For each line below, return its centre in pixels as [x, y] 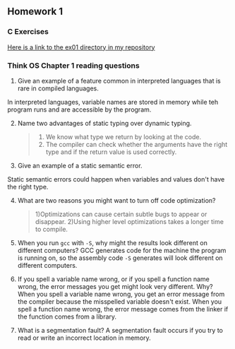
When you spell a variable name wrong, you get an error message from [121, 294]
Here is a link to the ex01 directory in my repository [81, 47]
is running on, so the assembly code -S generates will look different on [120, 258]
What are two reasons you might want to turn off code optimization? [117, 200]
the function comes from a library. [67, 317]
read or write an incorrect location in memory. [84, 338]
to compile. [52, 229]
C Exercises [28, 32]
